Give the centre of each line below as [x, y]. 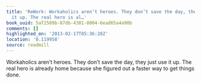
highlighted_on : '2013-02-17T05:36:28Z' [57, 34]
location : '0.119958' [33, 39]
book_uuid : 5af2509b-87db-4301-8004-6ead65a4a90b [69, 23]
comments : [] [22, 28]
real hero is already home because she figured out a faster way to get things [100, 68]
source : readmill [28, 45]
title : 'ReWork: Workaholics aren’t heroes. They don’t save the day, [96, 12]
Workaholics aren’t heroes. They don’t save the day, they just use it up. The [99, 62]
